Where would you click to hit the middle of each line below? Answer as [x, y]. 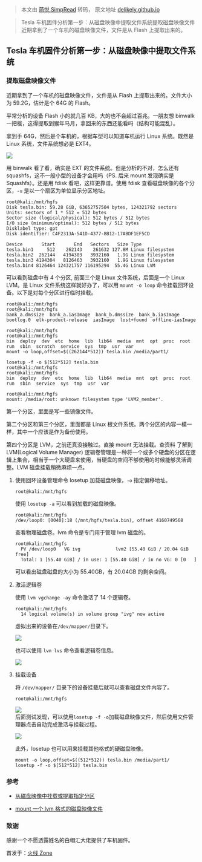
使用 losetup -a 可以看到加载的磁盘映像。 [67, 503]
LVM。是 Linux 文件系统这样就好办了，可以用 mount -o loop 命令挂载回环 [97, 285]
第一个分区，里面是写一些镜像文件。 [51, 411]
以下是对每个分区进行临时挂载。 [57, 292]
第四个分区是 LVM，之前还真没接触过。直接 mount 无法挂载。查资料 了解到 [99, 445]
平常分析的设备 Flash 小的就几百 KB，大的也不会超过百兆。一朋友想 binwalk [101, 116]
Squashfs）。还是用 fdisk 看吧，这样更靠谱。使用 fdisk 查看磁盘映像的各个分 [100, 183]
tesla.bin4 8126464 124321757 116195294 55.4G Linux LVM [81, 266]
